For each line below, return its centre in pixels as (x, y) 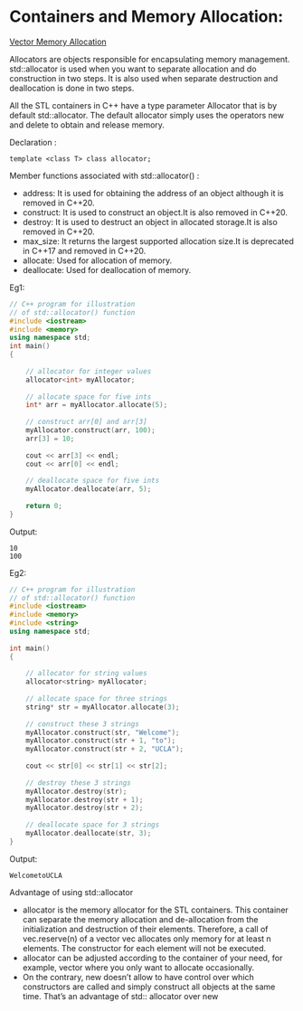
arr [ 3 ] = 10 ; (50, 439)
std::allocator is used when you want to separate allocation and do (133, 69)
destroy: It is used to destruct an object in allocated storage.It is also (150, 222)
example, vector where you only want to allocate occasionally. (138, 967)
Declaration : (33, 142)
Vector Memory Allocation (58, 42)
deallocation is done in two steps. (72, 88)
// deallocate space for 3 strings (93, 825)
